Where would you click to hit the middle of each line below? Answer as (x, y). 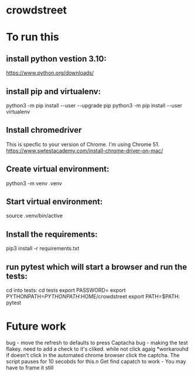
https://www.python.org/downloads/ (50, 73)
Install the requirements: (52, 234)
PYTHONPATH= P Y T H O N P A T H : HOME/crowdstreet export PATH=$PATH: (93, 297)
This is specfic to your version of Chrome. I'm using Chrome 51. (83, 144)
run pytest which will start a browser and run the (97, 267)
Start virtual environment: (55, 202)
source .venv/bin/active (35, 216)
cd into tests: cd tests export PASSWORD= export (66, 290)
